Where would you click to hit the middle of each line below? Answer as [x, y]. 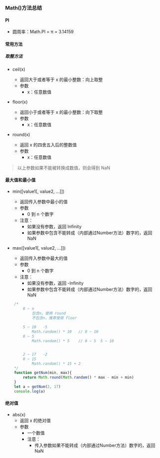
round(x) [21, 134]
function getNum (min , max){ [43, 373]
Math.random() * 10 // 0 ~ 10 [65, 332]
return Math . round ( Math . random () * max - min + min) [79, 377]
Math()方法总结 [24, 7]
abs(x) [19, 414]
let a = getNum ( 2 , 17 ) [37, 386]
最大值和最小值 [20, 180]
